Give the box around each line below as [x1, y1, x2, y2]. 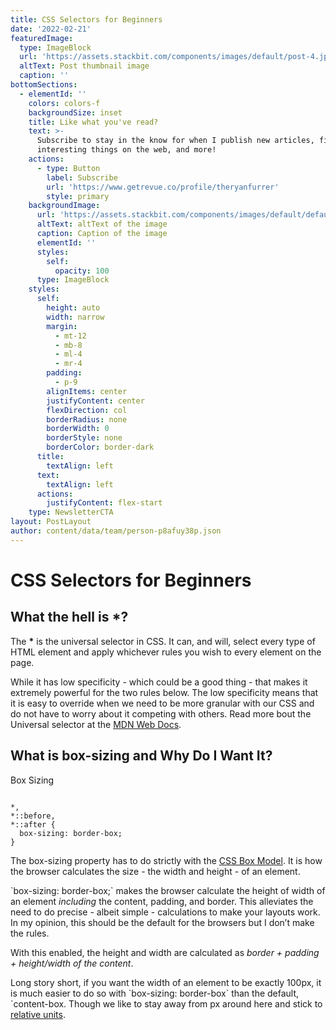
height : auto [46, 303, 101, 313]
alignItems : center [46, 386, 128, 396]
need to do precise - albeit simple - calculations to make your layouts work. [10, 906, 321, 918]
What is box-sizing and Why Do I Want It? [10, 747, 273, 765]
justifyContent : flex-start [46, 498, 163, 508]
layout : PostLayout [10, 517, 92, 527]
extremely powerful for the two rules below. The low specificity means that [10, 686, 319, 698]
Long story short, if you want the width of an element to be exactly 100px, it [10, 976, 322, 988]
